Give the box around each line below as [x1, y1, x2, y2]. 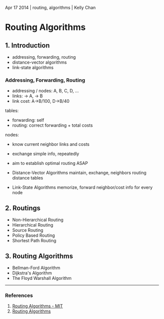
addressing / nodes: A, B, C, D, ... [12, 88, 79, 94]
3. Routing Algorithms [5, 252, 73, 260]
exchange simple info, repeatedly [12, 151, 80, 157]
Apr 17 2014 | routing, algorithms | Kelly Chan [5, 5, 96, 10]
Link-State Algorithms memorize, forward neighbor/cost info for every [12, 184, 153, 190]
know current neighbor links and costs [12, 141, 90, 147]
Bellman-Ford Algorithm [12, 265, 61, 271]
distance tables [12, 175, 43, 181]
